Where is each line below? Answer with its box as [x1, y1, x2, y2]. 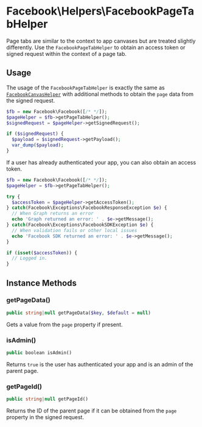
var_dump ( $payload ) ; [12, 142, 64, 148]
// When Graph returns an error [12, 211, 94, 217]
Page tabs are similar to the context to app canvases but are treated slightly [6, 37, 196, 44]
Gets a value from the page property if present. [6, 321, 123, 328]
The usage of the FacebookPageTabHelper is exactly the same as [6, 84, 165, 91]
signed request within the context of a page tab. [6, 50, 127, 57]
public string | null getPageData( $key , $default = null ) [6, 310, 151, 316]
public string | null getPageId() [6, 396, 88, 402]
